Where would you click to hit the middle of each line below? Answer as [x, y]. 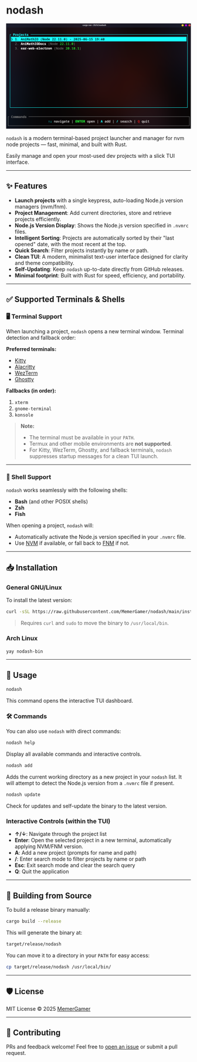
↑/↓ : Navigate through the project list [61, 834]
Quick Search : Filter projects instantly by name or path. [81, 250]
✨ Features [27, 186]
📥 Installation [32, 568]
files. [21, 231]
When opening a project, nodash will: [50, 525]
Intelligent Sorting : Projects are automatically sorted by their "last [94, 238]
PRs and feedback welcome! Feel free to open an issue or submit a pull [92, 1047]
